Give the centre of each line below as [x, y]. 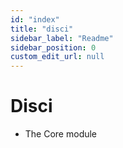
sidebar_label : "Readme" [62, 38]
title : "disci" [42, 29]
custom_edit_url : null [57, 57]
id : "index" [35, 19]
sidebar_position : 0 [53, 47]
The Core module [61, 134]
